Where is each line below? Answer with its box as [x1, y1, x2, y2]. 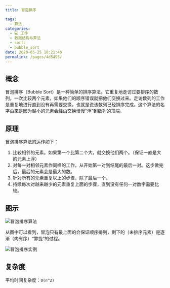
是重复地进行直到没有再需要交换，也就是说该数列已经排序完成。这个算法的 [5, 102, 160, 108]
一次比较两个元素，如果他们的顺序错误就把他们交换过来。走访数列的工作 [14, 95, 165, 102]
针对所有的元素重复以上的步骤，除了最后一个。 [12, 175, 110, 181]
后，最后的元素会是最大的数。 [12, 169, 75, 175]
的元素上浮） [12, 156, 39, 162]
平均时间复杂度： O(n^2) [5, 277, 55, 283]
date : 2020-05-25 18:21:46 [5, 49, 62, 55]
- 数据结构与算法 [10, 36, 41, 41]
